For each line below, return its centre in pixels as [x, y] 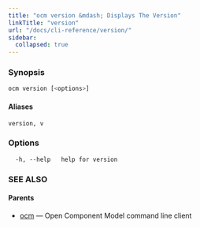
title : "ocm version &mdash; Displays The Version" [94, 15]
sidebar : [22, 37]
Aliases [21, 107]
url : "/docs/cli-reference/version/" [70, 30]
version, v [26, 123]
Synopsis [26, 73]
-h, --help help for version [67, 159]
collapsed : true [42, 45]
